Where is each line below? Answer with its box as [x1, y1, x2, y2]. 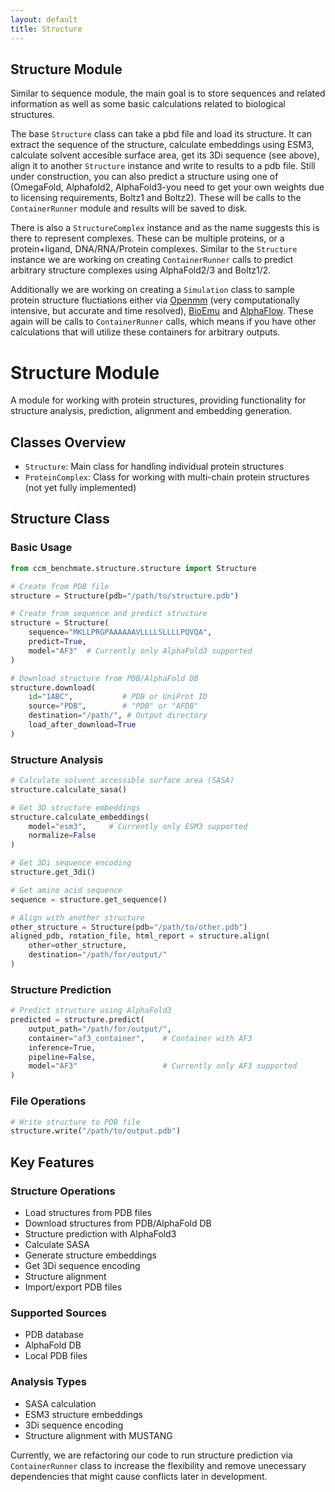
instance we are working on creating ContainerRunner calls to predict [10, 254, 294, 266]
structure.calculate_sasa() [10, 784, 128, 795]
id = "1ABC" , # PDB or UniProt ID [28, 692, 208, 702]
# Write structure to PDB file [10, 1117, 141, 1127]
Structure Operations [10, 1184, 116, 1198]
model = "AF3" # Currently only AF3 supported [28, 1061, 298, 1071]
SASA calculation [24, 1397, 97, 1410]
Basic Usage [10, 541, 73, 555]
